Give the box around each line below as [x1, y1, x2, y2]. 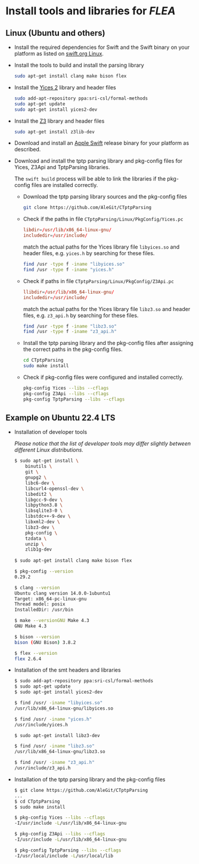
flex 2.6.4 [14, 655, 42, 662]
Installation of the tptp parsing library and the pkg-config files [14, 776, 166, 783]
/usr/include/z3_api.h [14, 765, 71, 771]
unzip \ [25, 541, 44, 547]
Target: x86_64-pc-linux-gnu [14, 596, 87, 602]
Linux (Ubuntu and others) [5, 28, 105, 38]
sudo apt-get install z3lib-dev [14, 129, 95, 135]
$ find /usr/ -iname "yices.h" [14, 716, 92, 722]
